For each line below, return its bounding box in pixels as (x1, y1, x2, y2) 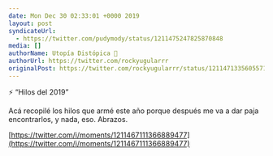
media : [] (8, 42, 42, 50)
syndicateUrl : (8, 27, 57, 35)
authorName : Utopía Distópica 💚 (8, 49, 118, 57)
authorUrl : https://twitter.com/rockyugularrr (8, 57, 169, 65)
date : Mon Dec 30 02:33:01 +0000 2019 (8, 11, 140, 20)
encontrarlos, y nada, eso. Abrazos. (8, 114, 128, 124)
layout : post (8, 19, 53, 27)
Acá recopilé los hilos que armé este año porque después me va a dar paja (8, 106, 259, 116)
